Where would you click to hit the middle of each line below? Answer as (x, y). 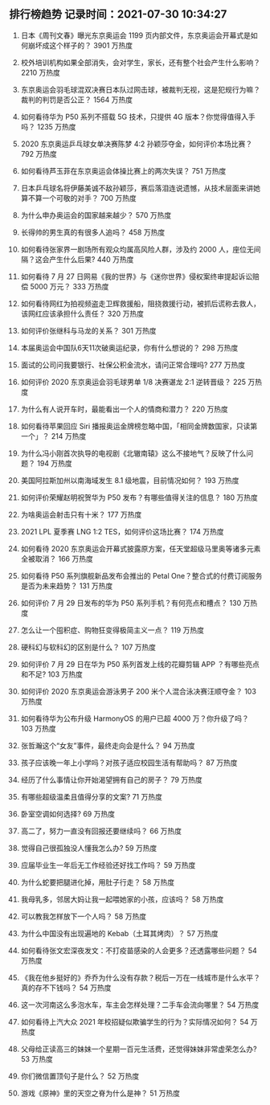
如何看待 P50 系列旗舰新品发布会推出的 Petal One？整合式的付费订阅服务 (141, 575)
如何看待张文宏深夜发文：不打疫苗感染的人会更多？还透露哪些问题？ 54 (139, 950)
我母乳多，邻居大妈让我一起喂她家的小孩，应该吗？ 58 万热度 (122, 899)
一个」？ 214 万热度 (53, 436)
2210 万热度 (41, 72)
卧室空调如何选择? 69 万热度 (68, 813)
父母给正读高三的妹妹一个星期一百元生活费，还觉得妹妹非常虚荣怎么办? (139, 1049)
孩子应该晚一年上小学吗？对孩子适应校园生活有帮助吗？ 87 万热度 (129, 763)
